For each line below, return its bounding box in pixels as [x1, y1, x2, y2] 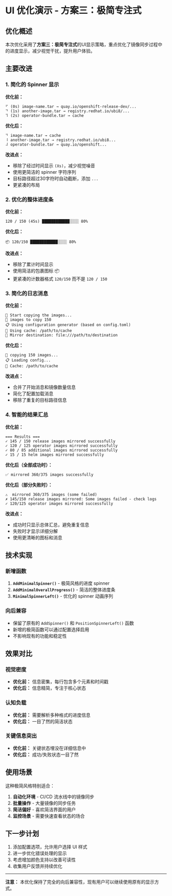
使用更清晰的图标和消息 [12, 534, 62, 541]
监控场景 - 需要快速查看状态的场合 [12, 813, 85, 819]
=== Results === [5, 434, 40, 439]
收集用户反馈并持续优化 [12, 863, 62, 869]
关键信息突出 [5, 732, 37, 740]
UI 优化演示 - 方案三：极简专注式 [5, 5, 142, 16]
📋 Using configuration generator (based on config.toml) [5, 322, 131, 328]
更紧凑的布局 [12, 182, 40, 188]
